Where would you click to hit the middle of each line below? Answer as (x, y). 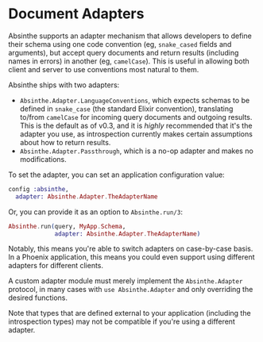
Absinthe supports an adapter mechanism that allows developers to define (130, 36)
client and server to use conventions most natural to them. (104, 69)
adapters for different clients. (56, 266)
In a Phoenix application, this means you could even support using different (132, 257)
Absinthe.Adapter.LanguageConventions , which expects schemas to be (135, 100)
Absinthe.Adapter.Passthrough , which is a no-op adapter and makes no (137, 151)
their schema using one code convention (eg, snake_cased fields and (120, 44)
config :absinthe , (39, 189)
